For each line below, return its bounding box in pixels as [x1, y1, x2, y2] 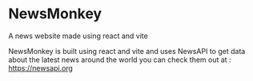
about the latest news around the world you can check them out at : [8, 55, 231, 64]
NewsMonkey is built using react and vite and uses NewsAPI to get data [8, 46, 246, 56]
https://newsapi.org [8, 63, 74, 72]
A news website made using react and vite [8, 31, 148, 40]
